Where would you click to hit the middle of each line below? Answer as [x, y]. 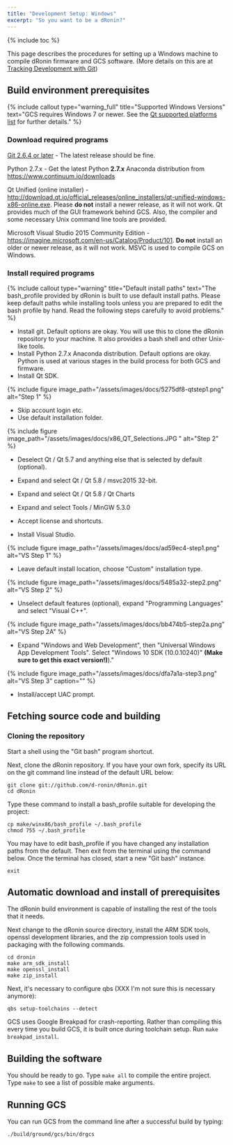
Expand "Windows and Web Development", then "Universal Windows [116, 645]
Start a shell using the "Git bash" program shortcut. [81, 751]
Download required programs [58, 140]
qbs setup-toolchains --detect [53, 1009]
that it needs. [26, 916]
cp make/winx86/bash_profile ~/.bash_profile [74, 824]
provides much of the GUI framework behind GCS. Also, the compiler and [112, 212]
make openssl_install [39, 970]
